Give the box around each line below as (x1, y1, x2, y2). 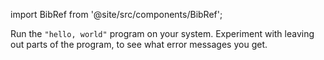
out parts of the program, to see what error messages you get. (10, 39, 268, 50)
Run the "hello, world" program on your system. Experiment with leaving (10, 28, 315, 39)
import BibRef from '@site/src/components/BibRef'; (10, 9, 223, 20)
